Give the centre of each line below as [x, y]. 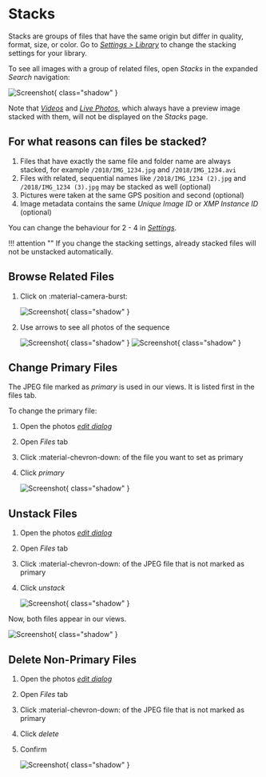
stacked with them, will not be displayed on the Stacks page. [108, 116]
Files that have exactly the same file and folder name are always [125, 161]
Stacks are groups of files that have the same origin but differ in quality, [126, 36]
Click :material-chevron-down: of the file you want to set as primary [131, 458]
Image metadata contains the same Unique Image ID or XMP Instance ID [139, 203]
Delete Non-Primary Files [73, 660]
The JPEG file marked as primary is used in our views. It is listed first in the [132, 387]
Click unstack [42, 588]
